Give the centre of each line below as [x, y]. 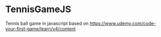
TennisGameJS [38, 9]
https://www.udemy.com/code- [123, 23]
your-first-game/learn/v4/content [40, 28]
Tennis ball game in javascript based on [47, 23]
